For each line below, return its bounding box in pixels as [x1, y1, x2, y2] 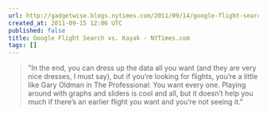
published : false [8, 26, 66, 34]
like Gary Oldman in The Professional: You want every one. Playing [27, 81, 246, 90]
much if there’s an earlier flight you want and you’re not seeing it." [27, 97, 244, 107]
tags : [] [8, 41, 37, 49]
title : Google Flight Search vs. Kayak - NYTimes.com [8, 33, 191, 42]
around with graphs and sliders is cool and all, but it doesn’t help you [27, 88, 253, 98]
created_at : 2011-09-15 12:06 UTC [8, 19, 123, 27]
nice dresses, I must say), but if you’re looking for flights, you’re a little [27, 72, 258, 81]
